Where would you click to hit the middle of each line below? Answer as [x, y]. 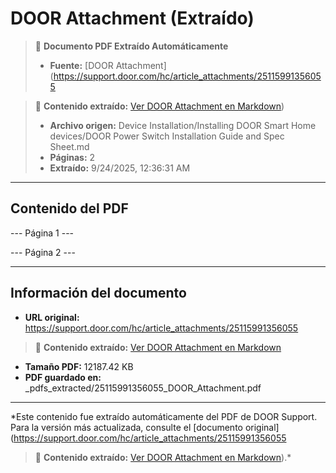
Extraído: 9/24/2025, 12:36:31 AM [120, 168]
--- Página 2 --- [43, 252]
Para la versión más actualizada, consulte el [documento [126, 427]
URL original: [52, 317]
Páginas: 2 [72, 157]
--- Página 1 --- [42, 233]
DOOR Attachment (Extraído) [132, 18]
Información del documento [98, 293]
